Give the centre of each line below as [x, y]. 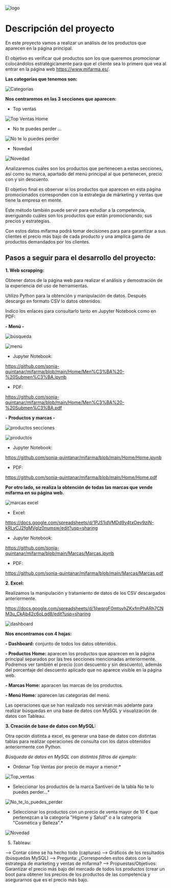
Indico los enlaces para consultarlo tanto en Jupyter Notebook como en [81, 311]
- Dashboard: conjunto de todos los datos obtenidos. [61, 643]
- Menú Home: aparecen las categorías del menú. [58, 695]
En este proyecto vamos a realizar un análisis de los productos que [76, 43]
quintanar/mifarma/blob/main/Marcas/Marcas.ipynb [60, 553]
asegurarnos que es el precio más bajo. [47, 880]
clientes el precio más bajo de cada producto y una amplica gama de [78, 236]
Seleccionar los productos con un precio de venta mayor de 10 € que [85, 812]
